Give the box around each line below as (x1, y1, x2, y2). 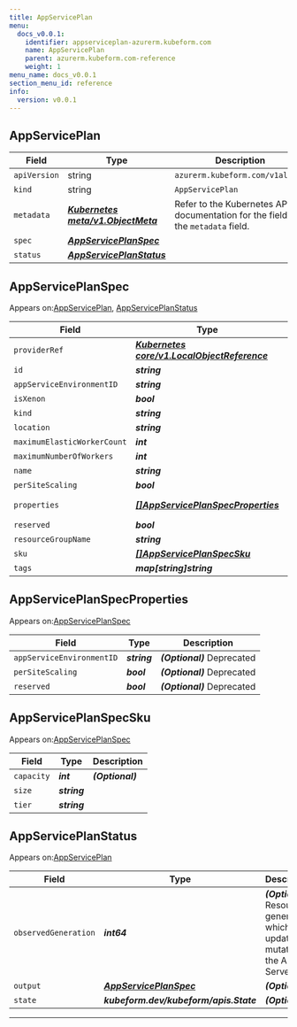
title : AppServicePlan (9, 12, 93, 22)
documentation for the (174, 209, 268, 221)
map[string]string (135, 562, 213, 574)
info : (9, 87, 29, 96)
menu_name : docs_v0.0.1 (9, 71, 97, 80)
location (13, 422, 50, 432)
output (13, 981, 42, 992)
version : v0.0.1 (17, 95, 77, 104)
